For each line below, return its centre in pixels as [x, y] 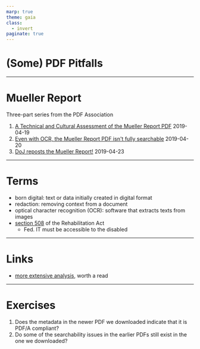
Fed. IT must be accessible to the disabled [76, 229]
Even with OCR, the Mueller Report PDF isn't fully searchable [89, 139]
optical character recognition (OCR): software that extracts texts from [100, 210]
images [24, 217]
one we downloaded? [41, 341]
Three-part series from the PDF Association [60, 115]
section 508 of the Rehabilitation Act [60, 223]
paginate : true [25, 34]
